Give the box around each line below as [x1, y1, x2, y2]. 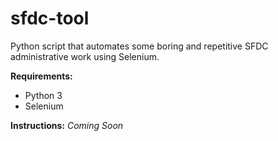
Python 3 [24, 89, 63, 101]
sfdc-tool [10, 7, 90, 30]
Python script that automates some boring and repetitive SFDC [10, 40, 269, 52]
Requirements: [10, 70, 73, 82]
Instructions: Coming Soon [10, 119, 124, 131]
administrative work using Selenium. [10, 50, 160, 62]
